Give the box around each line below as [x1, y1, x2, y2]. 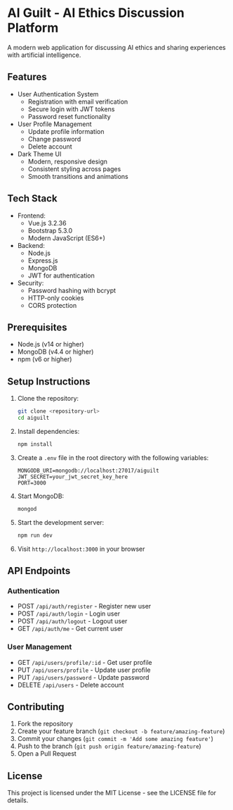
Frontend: [17, 211, 46, 220]
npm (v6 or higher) [17, 355, 72, 363]
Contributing [7, 701, 65, 713]
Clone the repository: [17, 394, 79, 403]
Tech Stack [7, 192, 58, 205]
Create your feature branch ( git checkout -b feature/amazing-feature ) [17, 727, 225, 735]
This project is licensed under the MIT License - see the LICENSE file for [7, 789, 216, 797]
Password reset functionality [27, 112, 111, 120]
